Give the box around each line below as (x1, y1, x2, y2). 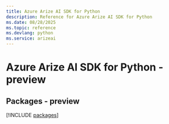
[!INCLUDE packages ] (6, 112, 59, 118)
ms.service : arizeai (6, 36, 57, 41)
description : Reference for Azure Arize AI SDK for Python (6, 14, 153, 20)
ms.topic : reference (6, 24, 57, 31)
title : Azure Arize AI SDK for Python (6, 8, 100, 15)
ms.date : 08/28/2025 (6, 19, 57, 25)
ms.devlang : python (6, 30, 54, 36)
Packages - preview (6, 96, 80, 106)
